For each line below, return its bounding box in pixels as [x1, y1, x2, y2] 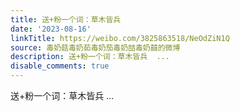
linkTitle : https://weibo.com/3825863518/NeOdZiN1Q [10, 33, 230, 43]
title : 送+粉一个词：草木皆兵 [10, 14, 122, 25]
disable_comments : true [10, 61, 110, 71]
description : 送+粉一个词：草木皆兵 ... [10, 52, 170, 62]
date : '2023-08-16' [10, 24, 92, 34]
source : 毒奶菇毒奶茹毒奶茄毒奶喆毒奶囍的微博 [10, 42, 181, 53]
